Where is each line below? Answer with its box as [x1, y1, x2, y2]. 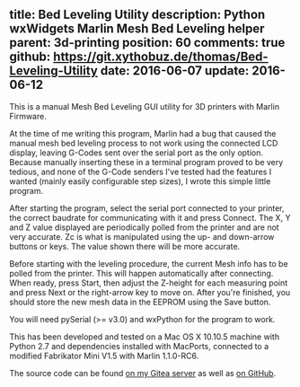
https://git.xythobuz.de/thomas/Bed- [53, 49, 269, 65]
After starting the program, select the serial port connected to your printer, [9, 202, 285, 214]
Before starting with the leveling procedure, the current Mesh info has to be [9, 258, 289, 268]
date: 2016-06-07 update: [100, 63, 250, 79]
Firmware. [9, 110, 47, 121]
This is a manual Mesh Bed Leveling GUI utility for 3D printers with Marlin [9, 101, 280, 111]
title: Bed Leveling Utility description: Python [9, 7, 266, 22]
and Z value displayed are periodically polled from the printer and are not [9, 222, 280, 233]
